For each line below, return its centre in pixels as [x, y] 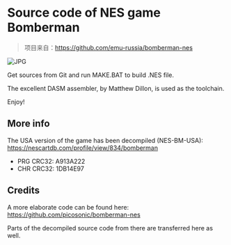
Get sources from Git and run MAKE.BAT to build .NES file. [91, 75]
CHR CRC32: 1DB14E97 [51, 169]
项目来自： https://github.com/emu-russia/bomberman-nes [109, 47]
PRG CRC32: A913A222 [51, 161]
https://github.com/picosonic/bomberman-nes [74, 214]
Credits [24, 191]
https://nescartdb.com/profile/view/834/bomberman [83, 148]
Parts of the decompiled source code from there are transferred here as [110, 228]
